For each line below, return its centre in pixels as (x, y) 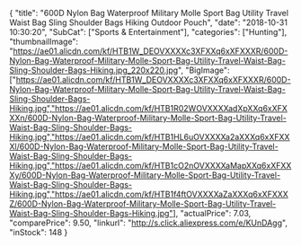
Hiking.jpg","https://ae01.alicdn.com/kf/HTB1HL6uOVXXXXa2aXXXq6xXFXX (150, 137)
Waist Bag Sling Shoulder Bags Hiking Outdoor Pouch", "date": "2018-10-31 (148, 22)
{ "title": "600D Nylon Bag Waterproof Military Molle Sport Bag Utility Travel (149, 13)
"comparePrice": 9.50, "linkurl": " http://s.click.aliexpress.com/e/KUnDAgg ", (148, 223)
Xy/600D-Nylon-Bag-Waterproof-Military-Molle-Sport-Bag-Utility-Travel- (145, 175)
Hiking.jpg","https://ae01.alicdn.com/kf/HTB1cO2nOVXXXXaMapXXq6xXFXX (150, 166)
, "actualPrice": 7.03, (213, 213)
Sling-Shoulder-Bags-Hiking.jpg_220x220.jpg (94, 70)
